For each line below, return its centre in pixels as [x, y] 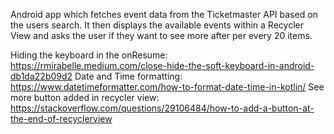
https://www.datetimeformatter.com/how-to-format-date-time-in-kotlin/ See [167, 87]
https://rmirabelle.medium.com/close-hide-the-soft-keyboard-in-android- [162, 65]
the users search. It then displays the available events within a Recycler [157, 25]
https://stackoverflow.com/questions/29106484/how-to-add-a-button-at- [162, 108]
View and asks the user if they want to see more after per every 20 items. [161, 35]
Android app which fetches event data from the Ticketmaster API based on [164, 14]
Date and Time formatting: [128, 76]
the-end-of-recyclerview [61, 118]
